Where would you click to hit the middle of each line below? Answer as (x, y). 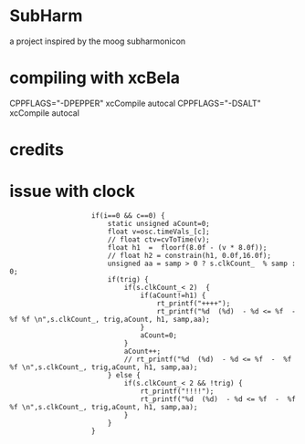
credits (37, 150)
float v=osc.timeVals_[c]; (158, 232)
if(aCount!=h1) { (173, 295)
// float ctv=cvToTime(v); (158, 240)
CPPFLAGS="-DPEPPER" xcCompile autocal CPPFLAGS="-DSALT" (136, 103)
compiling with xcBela (95, 78)
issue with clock (72, 191)
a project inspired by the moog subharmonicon (98, 41)
